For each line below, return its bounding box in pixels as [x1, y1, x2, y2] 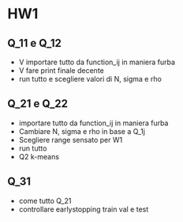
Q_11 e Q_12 [7, 36, 62, 50]
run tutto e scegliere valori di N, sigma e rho [18, 75, 162, 83]
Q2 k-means [18, 151, 60, 161]
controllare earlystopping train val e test [18, 204, 149, 214]
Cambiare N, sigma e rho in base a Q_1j [18, 126, 145, 136]
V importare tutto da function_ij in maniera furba [18, 57, 175, 67]
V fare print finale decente [18, 66, 104, 75]
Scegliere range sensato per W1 [18, 135, 123, 144]
